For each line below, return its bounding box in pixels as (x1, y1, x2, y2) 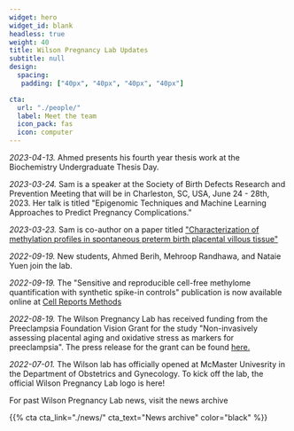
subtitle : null (9, 54, 66, 63)
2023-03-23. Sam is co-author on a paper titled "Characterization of (9, 224, 259, 235)
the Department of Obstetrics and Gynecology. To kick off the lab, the (9, 369, 264, 379)
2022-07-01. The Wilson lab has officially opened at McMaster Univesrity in (9, 359, 286, 369)
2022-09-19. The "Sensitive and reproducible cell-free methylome (9, 278, 251, 288)
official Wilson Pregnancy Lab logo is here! (9, 378, 166, 388)
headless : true (9, 29, 66, 38)
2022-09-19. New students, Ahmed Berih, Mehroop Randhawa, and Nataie (9, 251, 282, 262)
